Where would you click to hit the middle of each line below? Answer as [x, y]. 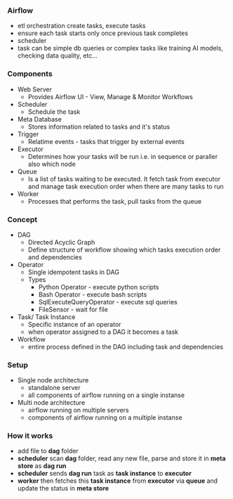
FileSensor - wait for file [73, 309]
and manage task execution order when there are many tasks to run [126, 186]
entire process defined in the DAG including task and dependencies [125, 346]
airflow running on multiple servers [78, 410]
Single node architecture [53, 380]
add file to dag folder [48, 451]
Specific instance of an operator [74, 324]
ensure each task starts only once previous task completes [102, 33]
